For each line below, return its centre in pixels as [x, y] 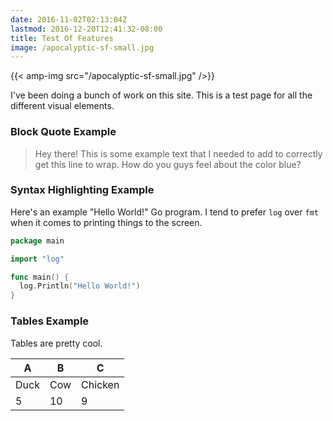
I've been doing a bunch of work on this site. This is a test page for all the [161, 95]
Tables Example [50, 321]
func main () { [40, 277]
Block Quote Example [63, 132]
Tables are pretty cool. [56, 343]
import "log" [37, 259]
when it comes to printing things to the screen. [106, 222]
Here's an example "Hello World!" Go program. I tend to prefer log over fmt [164, 212]
